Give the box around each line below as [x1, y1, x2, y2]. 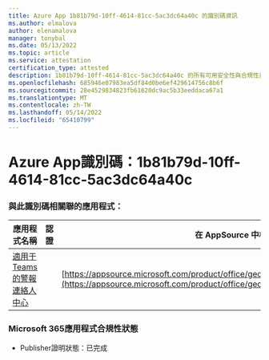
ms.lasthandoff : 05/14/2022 [8, 109, 102, 117]
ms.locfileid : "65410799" [8, 116, 94, 124]
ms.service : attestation [8, 57, 91, 65]
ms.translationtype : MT [8, 94, 88, 102]
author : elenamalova [8, 26, 78, 34]
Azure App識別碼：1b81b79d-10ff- [8, 153, 241, 172]
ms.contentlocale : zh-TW [8, 101, 91, 109]
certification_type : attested [8, 64, 110, 72]
